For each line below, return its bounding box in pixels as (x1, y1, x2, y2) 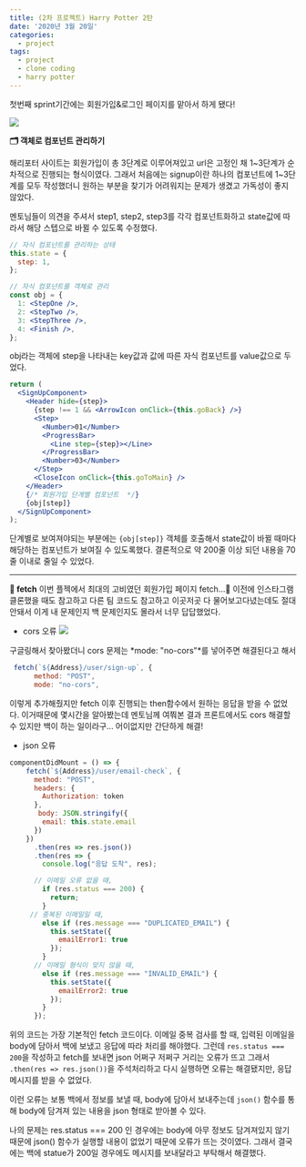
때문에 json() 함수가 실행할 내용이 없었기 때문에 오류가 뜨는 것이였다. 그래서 (9, 1136, 276, 1147)
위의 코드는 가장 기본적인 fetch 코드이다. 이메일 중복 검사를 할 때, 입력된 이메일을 (9, 1030, 296, 1040)
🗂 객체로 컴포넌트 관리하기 (9, 135, 106, 146)
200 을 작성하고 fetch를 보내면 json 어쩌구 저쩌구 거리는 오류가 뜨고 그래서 (9, 1052, 270, 1063)
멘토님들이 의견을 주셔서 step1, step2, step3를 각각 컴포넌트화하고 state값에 (9, 210, 281, 221)
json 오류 (22, 739, 56, 751)
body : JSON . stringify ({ (37, 809, 128, 818)
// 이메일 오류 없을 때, (33, 876, 113, 886)
